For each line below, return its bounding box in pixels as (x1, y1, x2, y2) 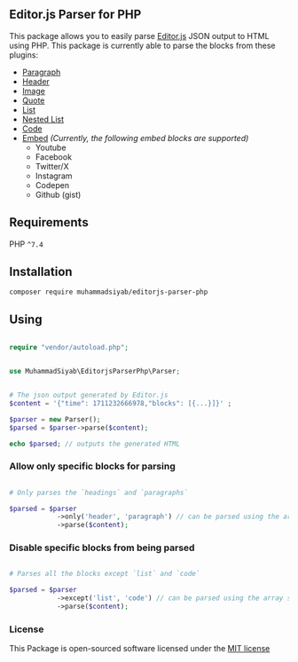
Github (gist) (35, 189, 82, 200)
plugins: (9, 49, 38, 60)
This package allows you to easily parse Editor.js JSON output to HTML (9, 30, 270, 41)
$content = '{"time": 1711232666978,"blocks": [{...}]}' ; (9, 398, 232, 407)
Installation (9, 264, 73, 280)
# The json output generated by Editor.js (9, 390, 169, 399)
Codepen (35, 179, 69, 190)
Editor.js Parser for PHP (9, 7, 142, 22)
